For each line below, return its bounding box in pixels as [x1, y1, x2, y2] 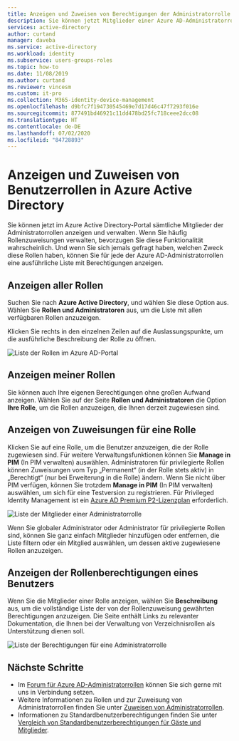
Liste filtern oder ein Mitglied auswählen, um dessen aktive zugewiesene [7, 539, 221, 547]
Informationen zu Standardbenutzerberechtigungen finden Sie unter [17, 710, 218, 720]
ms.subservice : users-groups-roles [7, 57, 113, 64]
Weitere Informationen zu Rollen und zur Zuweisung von [17, 695, 183, 704]
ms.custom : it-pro [7, 90, 62, 97]
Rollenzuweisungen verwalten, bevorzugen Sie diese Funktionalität [7, 236, 204, 244]
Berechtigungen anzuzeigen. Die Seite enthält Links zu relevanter [7, 612, 199, 621]
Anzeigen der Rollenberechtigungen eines [7, 567, 198, 579]
